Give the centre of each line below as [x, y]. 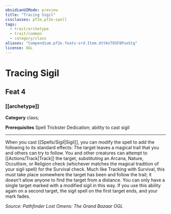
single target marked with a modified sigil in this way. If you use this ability [83, 185]
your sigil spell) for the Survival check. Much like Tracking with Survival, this [85, 169]
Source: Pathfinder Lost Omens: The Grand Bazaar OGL [64, 206]
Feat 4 [16, 92]
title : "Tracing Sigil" [31, 15]
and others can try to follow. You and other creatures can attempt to [76, 153]
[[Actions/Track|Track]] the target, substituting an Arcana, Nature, [75, 158]
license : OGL [19, 48]
